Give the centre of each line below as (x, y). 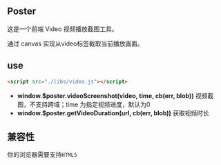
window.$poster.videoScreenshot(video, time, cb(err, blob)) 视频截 (115, 95)
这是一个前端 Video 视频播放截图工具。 (63, 29)
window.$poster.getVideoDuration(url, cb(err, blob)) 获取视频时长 (113, 113)
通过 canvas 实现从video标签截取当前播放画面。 (75, 43)
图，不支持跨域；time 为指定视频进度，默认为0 (84, 104)
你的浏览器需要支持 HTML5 (42, 155)
